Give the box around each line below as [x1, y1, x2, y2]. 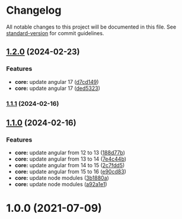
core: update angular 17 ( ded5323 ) [14, 85, 101, 92]
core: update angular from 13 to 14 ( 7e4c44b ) [14, 155, 126, 162]
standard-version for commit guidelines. [6, 29, 104, 36]
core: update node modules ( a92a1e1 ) [14, 181, 108, 188]
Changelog [6, 4, 62, 17]
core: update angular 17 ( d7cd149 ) [14, 78, 99, 85]
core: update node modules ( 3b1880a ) [14, 174, 110, 182]
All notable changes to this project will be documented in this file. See [6, 23, 177, 30]
